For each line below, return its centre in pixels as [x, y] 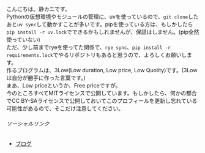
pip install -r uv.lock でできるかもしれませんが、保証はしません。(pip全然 [103, 32]
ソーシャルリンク [28, 124]
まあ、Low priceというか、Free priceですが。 [64, 85]
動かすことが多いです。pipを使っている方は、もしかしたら [120, 24]
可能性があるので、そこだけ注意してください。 [65, 108]
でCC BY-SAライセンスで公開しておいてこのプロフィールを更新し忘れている [102, 101]
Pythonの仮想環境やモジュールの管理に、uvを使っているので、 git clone [97, 17]
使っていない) [24, 39]
